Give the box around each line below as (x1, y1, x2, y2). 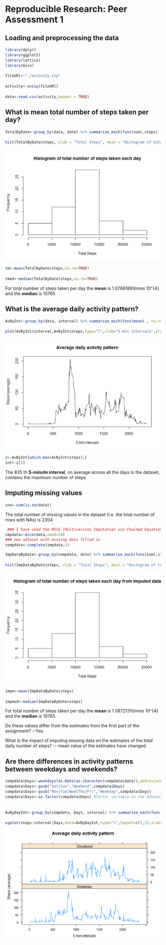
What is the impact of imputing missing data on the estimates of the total (5, 738, 153, 744)
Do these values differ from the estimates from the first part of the (5, 723, 140, 729)
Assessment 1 (5, 14, 64, 25)
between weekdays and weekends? (5, 765, 118, 773)
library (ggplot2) (5, 52, 41, 57)
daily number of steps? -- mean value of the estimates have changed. (5, 743, 147, 749)
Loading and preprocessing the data (5, 34, 119, 42)
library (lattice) (5, 58, 41, 63)
